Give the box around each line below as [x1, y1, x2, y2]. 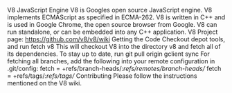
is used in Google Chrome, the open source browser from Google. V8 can [7, 21, 217, 28]
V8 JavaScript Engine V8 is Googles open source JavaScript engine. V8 [7, 6, 213, 14]
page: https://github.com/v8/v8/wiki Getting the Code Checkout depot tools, [7, 35, 225, 43]
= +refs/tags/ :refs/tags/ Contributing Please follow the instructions [7, 72, 197, 80]
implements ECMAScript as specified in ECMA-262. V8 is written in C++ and [7, 13, 226, 21]
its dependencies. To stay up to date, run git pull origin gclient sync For [7, 50, 210, 58]
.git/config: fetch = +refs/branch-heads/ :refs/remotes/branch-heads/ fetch [7, 65, 222, 72]
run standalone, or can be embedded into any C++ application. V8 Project [7, 28, 218, 36]
